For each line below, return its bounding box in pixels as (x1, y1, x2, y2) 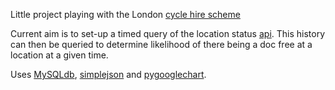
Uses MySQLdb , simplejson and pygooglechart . (10, 69, 207, 80)
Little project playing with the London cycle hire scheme (10, 9, 241, 20)
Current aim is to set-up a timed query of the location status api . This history (10, 28, 326, 39)
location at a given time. (10, 49, 109, 61)
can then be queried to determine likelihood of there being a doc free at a (10, 39, 313, 50)
